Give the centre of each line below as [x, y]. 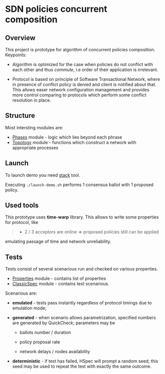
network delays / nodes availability [55, 352]
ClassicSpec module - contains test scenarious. [61, 284]
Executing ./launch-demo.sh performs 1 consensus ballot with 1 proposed [79, 185]
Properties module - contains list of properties [59, 279]
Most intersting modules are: [34, 127]
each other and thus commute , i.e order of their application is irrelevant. [85, 70]
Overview [20, 38]
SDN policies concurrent [56, 9]
